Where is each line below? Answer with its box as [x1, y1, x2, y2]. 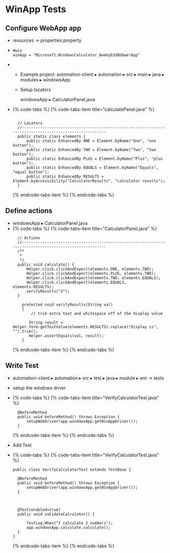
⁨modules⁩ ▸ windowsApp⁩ [20, 77, 71, 82]
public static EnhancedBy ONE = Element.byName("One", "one [26, 138, 156, 143]
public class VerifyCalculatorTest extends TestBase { [12, 467, 131, 472]
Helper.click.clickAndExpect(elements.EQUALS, [26, 280, 127, 285]
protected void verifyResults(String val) [22, 302, 113, 307]
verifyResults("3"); [26, 288, 70, 294]
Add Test [12, 442, 32, 448]
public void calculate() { [17, 262, 75, 267]
